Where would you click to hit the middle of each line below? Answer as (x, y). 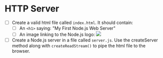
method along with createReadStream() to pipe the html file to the (79, 46)
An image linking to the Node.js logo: (57, 34)
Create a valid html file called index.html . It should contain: (72, 22)
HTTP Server (32, 9)
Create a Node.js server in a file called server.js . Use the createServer (85, 40)
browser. (21, 51)
